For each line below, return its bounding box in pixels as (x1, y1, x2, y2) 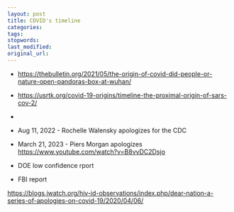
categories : (7, 23, 43, 31)
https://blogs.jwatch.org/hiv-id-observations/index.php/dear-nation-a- (7, 189, 214, 197)
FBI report (17, 175, 48, 184)
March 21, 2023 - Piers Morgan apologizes (17, 139, 143, 148)
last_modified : (7, 43, 52, 51)
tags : (7, 30, 23, 38)
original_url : (7, 51, 50, 58)
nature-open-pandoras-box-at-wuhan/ (17, 77, 132, 85)
